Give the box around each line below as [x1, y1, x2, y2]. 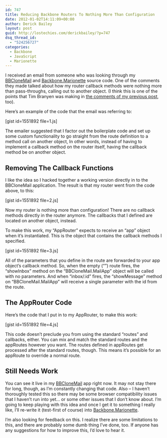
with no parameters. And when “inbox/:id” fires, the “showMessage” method [5, 273, 162, 279]
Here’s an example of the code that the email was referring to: [5, 109, 132, 115]
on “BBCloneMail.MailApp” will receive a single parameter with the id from [5, 279, 157, 285]
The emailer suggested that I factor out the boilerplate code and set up [5, 128, 151, 134]
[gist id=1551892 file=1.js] [5, 118, 57, 124]
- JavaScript [9, 54, 37, 59]
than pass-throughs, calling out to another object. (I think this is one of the [5, 88, 158, 94]
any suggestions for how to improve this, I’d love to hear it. [5, 427, 126, 433]
